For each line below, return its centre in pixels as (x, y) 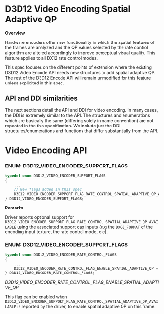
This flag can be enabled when (36, 297)
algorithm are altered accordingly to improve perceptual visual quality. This (80, 53)
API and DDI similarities (41, 98)
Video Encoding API (46, 150)
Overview (15, 33)
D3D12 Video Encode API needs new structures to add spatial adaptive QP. (80, 72)
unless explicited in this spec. (35, 83)
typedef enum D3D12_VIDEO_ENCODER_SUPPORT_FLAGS (55, 176)
